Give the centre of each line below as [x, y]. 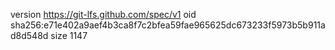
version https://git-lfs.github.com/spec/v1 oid [103, 14]
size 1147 [69, 35]
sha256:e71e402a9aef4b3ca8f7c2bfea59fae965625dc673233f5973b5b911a [168, 25]
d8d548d [29, 35]
